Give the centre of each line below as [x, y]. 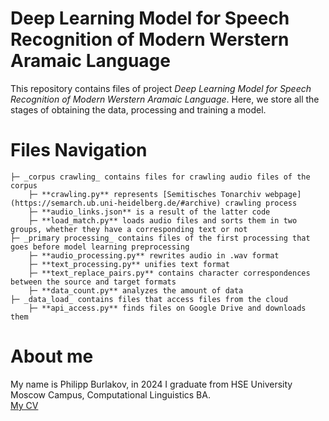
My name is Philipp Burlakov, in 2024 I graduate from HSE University [151, 384]
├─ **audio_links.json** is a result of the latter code [149, 212]
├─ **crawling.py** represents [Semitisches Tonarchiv [145, 194]
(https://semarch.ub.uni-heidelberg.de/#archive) [116, 203]
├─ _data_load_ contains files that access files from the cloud [149, 299]
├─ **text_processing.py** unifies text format [129, 264]
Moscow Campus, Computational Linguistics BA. [110, 394]
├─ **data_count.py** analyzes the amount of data [136, 290]
